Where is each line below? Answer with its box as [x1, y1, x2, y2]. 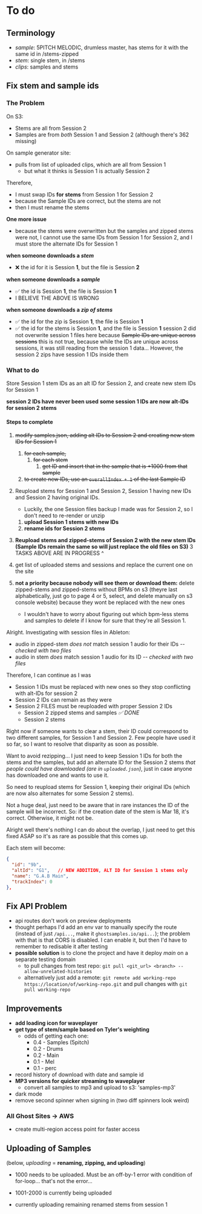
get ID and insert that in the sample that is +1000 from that [42, 463, 187, 470]
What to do [6, 366, 39, 374]
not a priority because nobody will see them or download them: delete [15, 580, 195, 587]
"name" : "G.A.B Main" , [11, 873, 69, 879]
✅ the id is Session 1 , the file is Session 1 [15, 287, 117, 295]
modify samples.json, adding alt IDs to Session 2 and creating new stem [15, 432, 195, 439]
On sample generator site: [6, 149, 71, 156]
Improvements [6, 1003, 62, 1013]
